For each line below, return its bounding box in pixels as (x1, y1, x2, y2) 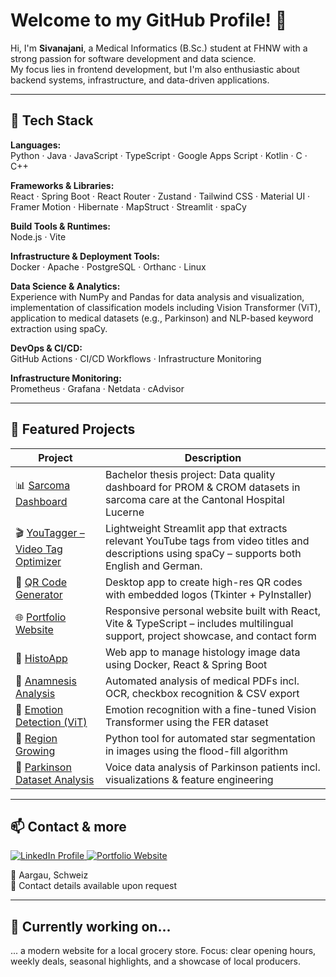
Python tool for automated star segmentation (104, 731, 316, 745)
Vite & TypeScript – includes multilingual (104, 616, 294, 630)
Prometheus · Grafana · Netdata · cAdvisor (10, 382, 185, 394)
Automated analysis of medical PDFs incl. (104, 674, 300, 688)
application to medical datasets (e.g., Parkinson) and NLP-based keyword (10, 312, 314, 324)
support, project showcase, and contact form (104, 629, 317, 643)
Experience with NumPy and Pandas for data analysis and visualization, (10, 290, 305, 303)
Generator (15, 587, 63, 601)
